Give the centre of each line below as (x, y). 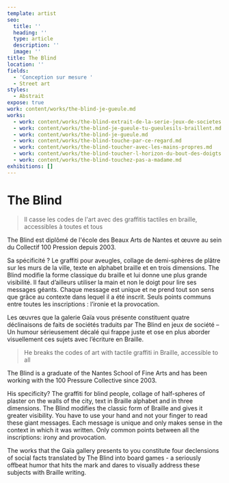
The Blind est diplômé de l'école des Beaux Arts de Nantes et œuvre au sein (114, 240)
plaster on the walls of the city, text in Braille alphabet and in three (100, 401)
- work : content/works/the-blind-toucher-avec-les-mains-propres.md (113, 147)
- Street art (32, 84)
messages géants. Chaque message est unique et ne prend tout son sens (111, 289)
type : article (33, 39)
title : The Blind (32, 58)
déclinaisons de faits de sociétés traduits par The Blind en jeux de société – (113, 324)
